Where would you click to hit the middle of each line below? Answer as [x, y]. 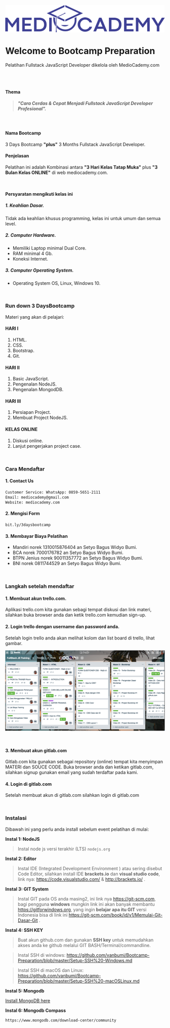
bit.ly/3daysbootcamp [28, 525]
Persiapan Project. [32, 412]
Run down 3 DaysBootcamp [40, 306]
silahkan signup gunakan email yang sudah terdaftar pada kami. [72, 773]
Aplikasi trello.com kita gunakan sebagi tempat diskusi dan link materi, [78, 610]
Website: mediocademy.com [32, 502]
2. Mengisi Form [23, 513]
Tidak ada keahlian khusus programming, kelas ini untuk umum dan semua [83, 218]
